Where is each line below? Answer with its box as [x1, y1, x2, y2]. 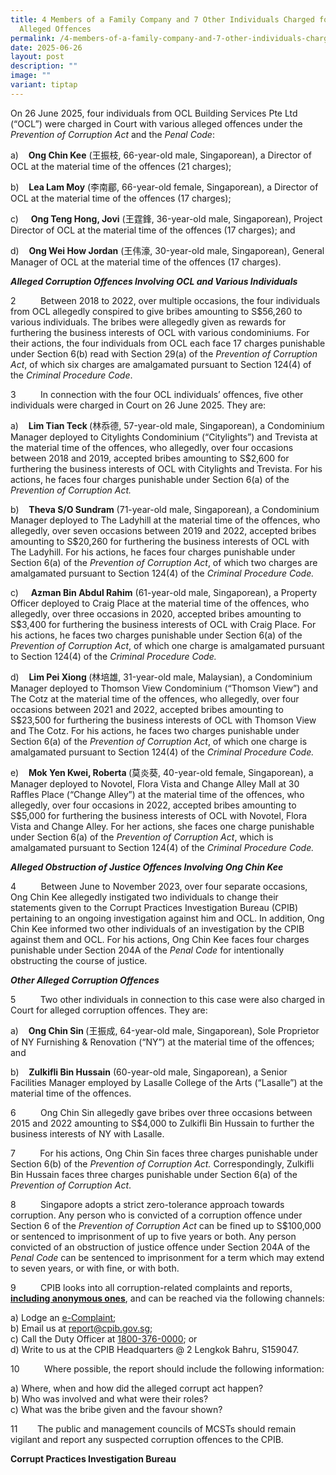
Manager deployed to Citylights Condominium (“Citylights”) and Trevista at [10, 431, 318, 443]
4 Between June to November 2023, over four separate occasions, [10, 880, 308, 892]
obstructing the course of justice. [10, 954, 148, 966]
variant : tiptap [10, 80, 78, 90]
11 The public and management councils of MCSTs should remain [10, 1422, 297, 1435]
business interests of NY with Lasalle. [10, 1127, 165, 1140]
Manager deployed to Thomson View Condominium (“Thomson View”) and [10, 682, 319, 694]
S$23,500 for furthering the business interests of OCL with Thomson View [10, 714, 317, 726]
